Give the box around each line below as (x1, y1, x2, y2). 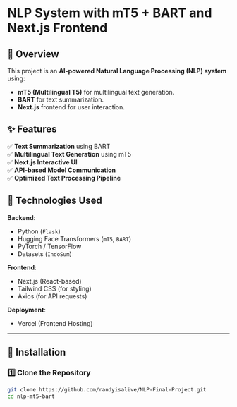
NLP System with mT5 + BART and (7, 5, 212, 21)
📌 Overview (7, 48, 59, 60)
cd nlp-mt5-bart (7, 393, 55, 400)
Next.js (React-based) (17, 277, 83, 285)
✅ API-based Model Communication (7, 166, 116, 174)
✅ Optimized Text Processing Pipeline (7, 174, 121, 182)
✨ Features (7, 123, 57, 135)
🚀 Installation (7, 346, 66, 358)
